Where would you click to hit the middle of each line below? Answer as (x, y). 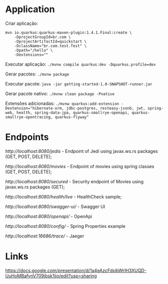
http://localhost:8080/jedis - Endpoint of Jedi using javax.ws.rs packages (81, 151)
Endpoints (27, 137)
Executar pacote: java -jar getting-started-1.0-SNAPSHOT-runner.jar (79, 84)
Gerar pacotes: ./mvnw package (37, 74)
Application (30, 9)
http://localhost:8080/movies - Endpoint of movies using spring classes (80, 166)
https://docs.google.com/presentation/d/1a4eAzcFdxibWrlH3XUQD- (76, 270)
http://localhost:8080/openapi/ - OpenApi (49, 216)
